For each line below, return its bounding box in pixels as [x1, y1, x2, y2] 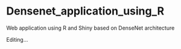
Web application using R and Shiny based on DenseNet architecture [6, 24, 175, 31]
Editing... [6, 36, 28, 43]
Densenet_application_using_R [6, 4, 165, 18]
